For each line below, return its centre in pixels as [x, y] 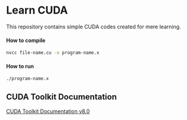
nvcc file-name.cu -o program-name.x [53, 53]
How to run [20, 66]
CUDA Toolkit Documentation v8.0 [48, 111]
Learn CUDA [37, 10]
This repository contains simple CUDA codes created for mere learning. [93, 27]
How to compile [26, 40]
